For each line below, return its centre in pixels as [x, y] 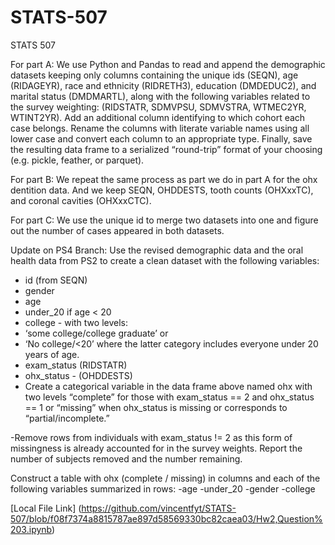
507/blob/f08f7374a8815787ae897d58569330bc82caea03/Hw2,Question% [166, 518]
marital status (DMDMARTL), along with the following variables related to [160, 96]
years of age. [52, 354]
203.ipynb [31, 529]
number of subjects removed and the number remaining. [126, 458]
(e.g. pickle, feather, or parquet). [77, 160]
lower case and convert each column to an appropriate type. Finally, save [161, 138]
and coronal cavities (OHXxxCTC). [81, 200]
